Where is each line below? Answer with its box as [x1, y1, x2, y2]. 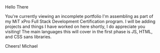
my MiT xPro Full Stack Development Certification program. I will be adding [5, 19, 156, 24]
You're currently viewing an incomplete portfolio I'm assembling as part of [5, 13, 154, 19]
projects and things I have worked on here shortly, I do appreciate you [5, 24, 145, 29]
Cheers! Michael [5, 43, 38, 49]
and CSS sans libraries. [5, 34, 52, 40]
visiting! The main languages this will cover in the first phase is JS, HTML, [5, 29, 153, 34]
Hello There [5, 4, 29, 10]
